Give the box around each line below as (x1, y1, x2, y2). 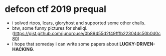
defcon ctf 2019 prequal (5, 3, 106, 15)
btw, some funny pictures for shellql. (12, 25, 88, 31)
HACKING (12, 46, 33, 52)
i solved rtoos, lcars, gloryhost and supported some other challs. (12, 20, 146, 26)
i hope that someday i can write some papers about (12, 41, 119, 47)
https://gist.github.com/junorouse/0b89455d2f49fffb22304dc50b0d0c (14, 30, 161, 36)
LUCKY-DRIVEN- (119, 41, 155, 47)
